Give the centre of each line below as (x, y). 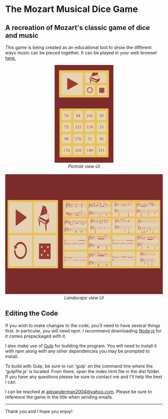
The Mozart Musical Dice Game (72, 9)
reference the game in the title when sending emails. (59, 397)
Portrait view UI (84, 166)
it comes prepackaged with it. (36, 336)
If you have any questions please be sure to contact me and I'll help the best (84, 377)
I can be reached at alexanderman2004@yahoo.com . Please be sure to (79, 392)
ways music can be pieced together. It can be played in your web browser (81, 53)
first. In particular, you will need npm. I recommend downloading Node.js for (83, 331)
